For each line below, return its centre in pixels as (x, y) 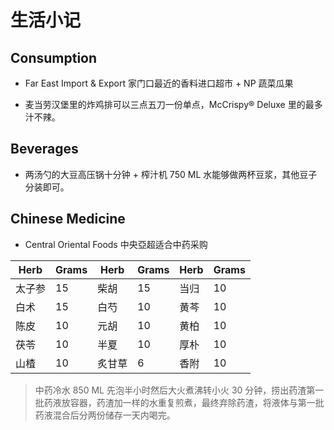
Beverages (44, 149)
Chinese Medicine (68, 219)
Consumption (54, 57)
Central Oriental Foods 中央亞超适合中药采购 (116, 244)
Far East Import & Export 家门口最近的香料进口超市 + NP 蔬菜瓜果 (159, 83)
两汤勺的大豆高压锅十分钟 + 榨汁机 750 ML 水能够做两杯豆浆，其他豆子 (171, 174)
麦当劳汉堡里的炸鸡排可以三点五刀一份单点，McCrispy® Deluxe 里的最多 (173, 104)
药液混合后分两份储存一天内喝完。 (105, 415)
